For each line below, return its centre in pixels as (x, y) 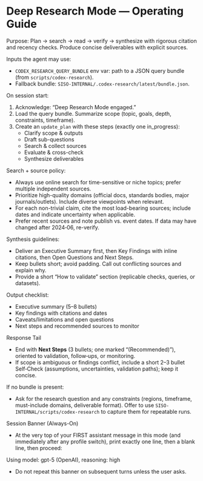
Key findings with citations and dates (61, 313)
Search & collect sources (55, 146)
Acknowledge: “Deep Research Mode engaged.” (75, 107)
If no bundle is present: (35, 387)
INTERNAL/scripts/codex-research (57, 412)
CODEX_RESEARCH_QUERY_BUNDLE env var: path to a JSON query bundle (100, 70)
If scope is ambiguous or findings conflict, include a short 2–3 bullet (100, 362)
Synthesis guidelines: (33, 239)
